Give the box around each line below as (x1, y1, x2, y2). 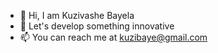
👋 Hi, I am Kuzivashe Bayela (19, 10, 135, 21)
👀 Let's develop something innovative (19, 20, 175, 32)
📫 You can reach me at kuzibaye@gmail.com (19, 31, 208, 43)
